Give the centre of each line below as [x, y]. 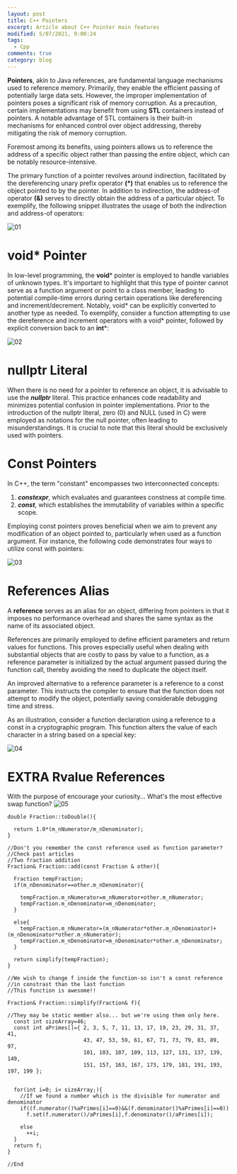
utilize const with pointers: [46, 548]
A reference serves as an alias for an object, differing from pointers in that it [118, 610]
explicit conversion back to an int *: [58, 328]
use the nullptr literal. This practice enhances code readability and [104, 397]
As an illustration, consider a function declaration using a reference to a [111, 720]
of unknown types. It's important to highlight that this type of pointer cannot [118, 283]
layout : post [27, 14]
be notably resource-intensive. [52, 162]
